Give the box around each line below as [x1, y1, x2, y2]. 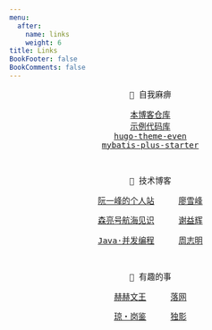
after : [17, 21, 42, 30]
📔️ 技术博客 [129, 176, 172, 186]
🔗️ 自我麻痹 [129, 90, 172, 100]
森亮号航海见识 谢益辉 [98, 216, 203, 226]
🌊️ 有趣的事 [129, 272, 172, 283]
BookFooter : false [9, 55, 78, 63]
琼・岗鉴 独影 [114, 312, 187, 322]
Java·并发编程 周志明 [98, 235, 203, 246]
